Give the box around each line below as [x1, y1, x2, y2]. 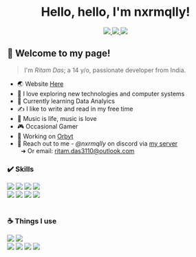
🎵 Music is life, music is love [17, 114, 98, 122]
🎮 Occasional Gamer [17, 122, 78, 131]
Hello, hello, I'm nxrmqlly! [41, 4, 190, 20]
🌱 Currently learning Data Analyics [17, 97, 116, 105]
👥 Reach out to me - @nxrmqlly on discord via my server [17, 139, 178, 148]
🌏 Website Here [17, 80, 64, 88]
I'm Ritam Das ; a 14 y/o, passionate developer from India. [23, 66, 186, 74]
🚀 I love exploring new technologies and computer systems [17, 89, 185, 98]
